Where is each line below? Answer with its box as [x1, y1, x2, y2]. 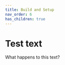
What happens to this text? [5, 54, 60, 60]
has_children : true [5, 16, 46, 21]
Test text [5, 38, 42, 49]
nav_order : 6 [5, 12, 32, 17]
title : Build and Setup [5, 7, 55, 12]
